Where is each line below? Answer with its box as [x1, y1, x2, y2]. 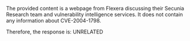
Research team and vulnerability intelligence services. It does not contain [6, 11, 184, 18]
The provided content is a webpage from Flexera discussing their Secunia [6, 5, 185, 12]
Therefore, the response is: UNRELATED [6, 28, 104, 35]
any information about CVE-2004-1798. [6, 17, 101, 24]
